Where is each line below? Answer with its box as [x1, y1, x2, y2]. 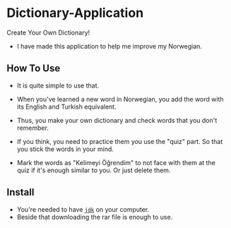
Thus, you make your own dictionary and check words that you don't [16, 116, 218, 124]
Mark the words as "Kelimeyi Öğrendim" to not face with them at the [16, 158, 216, 167]
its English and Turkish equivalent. [16, 102, 117, 111]
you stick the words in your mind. [16, 145, 114, 153]
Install [6, 186, 35, 198]
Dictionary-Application [6, 5, 144, 21]
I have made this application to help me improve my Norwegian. [16, 42, 203, 50]
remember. [16, 124, 49, 132]
